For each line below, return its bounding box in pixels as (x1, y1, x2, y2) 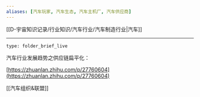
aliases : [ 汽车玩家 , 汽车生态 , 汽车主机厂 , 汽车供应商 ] (6, 8, 132, 15)
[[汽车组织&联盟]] (6, 84, 49, 92)
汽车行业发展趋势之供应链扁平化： (6, 54, 90, 61)
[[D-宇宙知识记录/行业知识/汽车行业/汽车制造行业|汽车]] (6, 25, 142, 33)
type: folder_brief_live (6, 43, 68, 49)
